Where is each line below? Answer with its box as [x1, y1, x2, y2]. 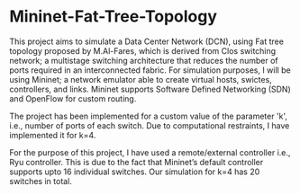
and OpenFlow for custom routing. [9, 93, 137, 104]
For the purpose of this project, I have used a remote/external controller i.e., [9, 146, 291, 158]
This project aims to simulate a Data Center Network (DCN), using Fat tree [9, 36, 284, 47]
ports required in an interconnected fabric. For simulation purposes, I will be [9, 65, 291, 75]
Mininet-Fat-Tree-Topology [9, 6, 218, 27]
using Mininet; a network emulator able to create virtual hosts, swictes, [9, 74, 272, 84]
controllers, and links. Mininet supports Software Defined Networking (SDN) [9, 84, 291, 94]
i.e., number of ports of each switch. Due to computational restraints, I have [9, 119, 290, 131]
